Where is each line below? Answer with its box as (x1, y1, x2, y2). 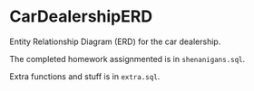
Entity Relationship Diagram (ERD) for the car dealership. (9, 36, 221, 47)
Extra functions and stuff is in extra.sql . (9, 70, 161, 82)
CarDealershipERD (9, 6, 152, 27)
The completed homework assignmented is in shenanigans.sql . (9, 53, 246, 64)
